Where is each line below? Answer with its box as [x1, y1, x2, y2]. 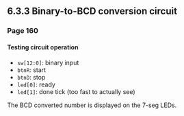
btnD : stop [16, 73, 46, 81]
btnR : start [16, 65, 47, 74]
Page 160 [7, 26, 39, 36]
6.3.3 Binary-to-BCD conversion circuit [7, 5, 178, 17]
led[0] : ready [16, 80, 56, 89]
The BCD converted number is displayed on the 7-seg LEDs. [7, 101, 177, 109]
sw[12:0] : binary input [16, 58, 79, 67]
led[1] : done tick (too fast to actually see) [16, 87, 135, 95]
